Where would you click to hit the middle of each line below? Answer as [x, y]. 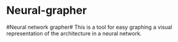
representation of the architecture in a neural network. [74, 33]
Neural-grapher [46, 10]
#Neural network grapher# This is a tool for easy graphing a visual [89, 27]
